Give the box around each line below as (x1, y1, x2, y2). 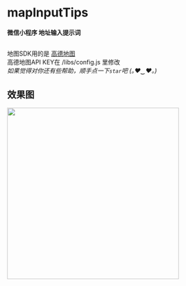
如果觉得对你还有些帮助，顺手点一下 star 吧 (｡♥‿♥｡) (7, 67, 157, 75)
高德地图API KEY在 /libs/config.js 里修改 (7, 58, 120, 67)
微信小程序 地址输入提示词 (7, 28, 81, 36)
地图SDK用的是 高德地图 (7, 49, 75, 58)
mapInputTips (7, 5, 89, 21)
